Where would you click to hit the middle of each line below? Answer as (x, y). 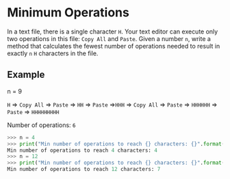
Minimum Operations (68, 13)
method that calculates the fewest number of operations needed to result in (114, 46)
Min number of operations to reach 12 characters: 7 (84, 169)
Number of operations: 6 (41, 125)
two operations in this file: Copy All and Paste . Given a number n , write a (109, 38)
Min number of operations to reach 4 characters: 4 (82, 150)
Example (26, 75)
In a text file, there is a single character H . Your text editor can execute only (113, 31)
